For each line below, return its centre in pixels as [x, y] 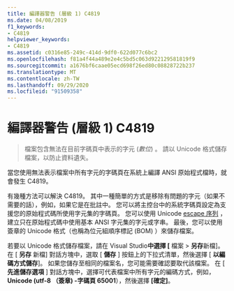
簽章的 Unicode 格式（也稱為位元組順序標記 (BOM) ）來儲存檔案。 [102, 231]
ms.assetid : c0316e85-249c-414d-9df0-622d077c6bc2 [82, 53]
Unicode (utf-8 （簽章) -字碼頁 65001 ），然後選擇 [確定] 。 [91, 281]
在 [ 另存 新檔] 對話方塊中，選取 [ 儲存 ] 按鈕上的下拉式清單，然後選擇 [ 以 [113, 255]
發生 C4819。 [32, 181]
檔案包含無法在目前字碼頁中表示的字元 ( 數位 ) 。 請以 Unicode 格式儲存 [125, 149]
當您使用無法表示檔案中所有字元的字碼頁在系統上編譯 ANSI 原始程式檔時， [114, 172]
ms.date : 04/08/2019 [37, 20]
